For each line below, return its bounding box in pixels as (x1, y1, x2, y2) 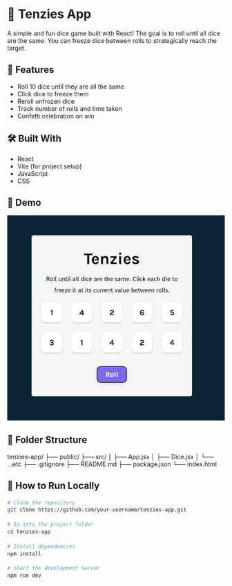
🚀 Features (7, 64, 55, 76)
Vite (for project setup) (17, 162, 82, 170)
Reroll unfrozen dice (17, 97, 75, 105)
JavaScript (17, 169, 48, 177)
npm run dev (7, 572, 41, 579)
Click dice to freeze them (17, 89, 89, 98)
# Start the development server (7, 565, 100, 572)
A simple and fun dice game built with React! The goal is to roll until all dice (7, 29, 221, 37)
